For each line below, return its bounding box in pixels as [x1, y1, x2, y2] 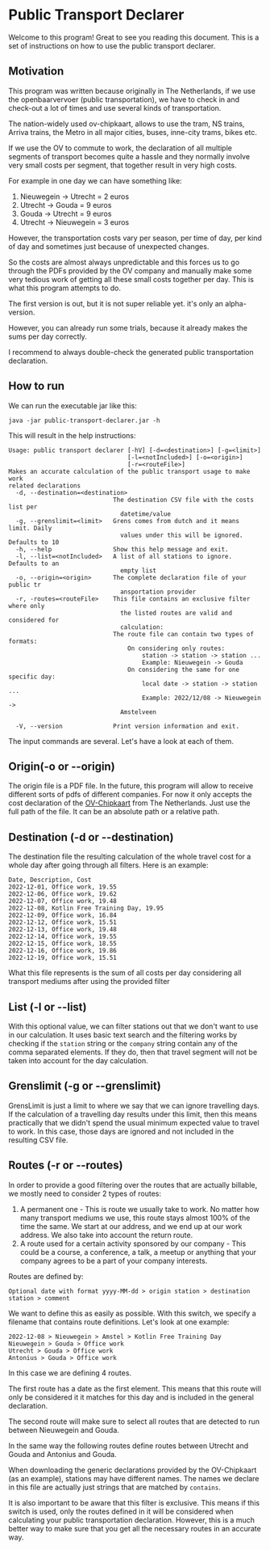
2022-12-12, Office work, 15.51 [8, 919, 117, 927]
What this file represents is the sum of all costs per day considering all [8, 968, 242, 978]
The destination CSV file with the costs [112, 496, 254, 504]
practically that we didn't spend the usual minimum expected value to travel [8, 1117, 260, 1127]
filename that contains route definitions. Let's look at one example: [8, 1316, 230, 1327]
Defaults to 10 [8, 538, 60, 547]
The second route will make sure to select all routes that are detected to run [8, 1417, 260, 1426]
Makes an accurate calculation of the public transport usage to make [8, 467, 251, 475]
